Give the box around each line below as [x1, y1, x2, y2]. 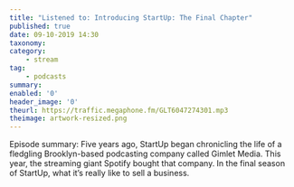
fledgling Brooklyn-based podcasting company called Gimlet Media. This [9, 148, 281, 159]
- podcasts [25, 72, 67, 81]
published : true [9, 22, 71, 31]
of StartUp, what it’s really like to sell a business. [9, 168, 190, 179]
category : [9, 47, 47, 56]
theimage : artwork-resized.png [9, 114, 128, 123]
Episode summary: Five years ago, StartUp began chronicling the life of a [9, 139, 282, 150]
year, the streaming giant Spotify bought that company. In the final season [9, 158, 286, 169]
